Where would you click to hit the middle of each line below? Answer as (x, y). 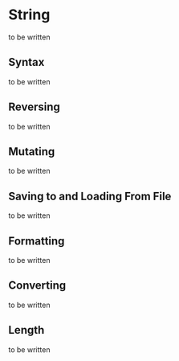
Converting (37, 286)
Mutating (32, 152)
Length (26, 330)
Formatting (37, 241)
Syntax (26, 62)
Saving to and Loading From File (90, 196)
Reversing (34, 107)
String (29, 15)
